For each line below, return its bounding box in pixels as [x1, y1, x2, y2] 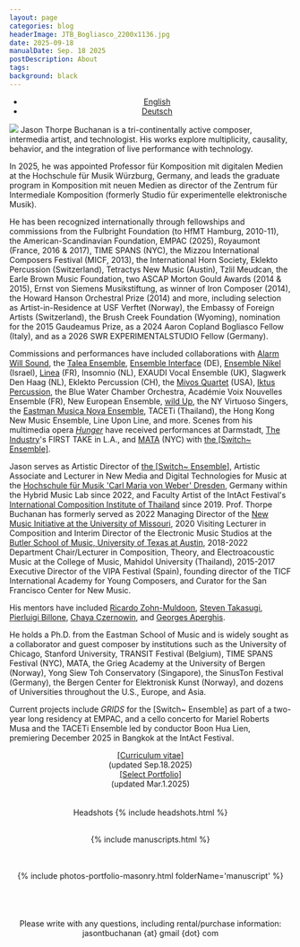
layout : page [9, 13, 58, 22]
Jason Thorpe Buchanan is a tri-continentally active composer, [20, 124, 253, 135]
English [143, 96, 171, 107]
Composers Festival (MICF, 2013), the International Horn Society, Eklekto [9, 254, 279, 265]
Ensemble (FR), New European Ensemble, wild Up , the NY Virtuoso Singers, [9, 396, 288, 407]
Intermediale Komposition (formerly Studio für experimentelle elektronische [9, 189, 287, 200]
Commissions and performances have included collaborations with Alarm [9, 347, 279, 359]
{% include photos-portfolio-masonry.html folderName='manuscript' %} [17, 870, 284, 881]
